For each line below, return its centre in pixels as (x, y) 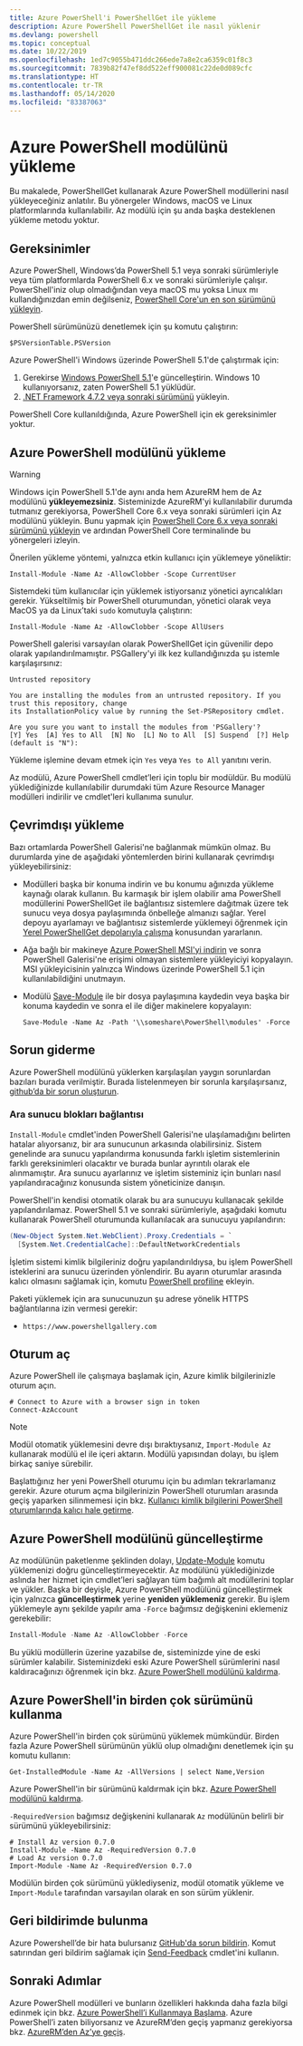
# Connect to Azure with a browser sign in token (105, 1402)
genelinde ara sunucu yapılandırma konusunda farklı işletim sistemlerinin (145, 1153)
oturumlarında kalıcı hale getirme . (71, 1510)
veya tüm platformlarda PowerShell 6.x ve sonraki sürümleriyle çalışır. (139, 280)
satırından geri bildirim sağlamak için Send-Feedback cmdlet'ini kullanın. (144, 1952)
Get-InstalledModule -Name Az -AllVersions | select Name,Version (137, 1772)
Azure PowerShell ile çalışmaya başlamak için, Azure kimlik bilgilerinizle (142, 1376)
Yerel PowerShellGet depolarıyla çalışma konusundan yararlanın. (142, 932)
